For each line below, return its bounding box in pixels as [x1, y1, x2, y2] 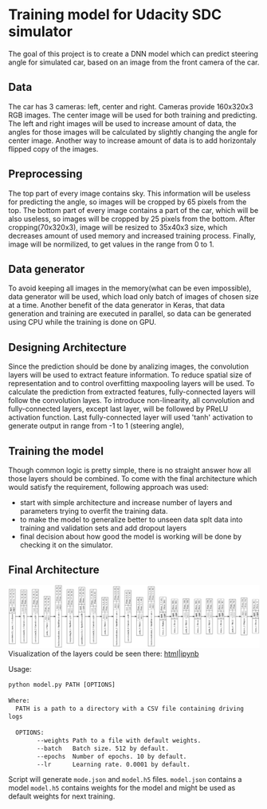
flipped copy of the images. [8, 144, 99, 153]
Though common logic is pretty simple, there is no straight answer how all [8, 465, 251, 475]
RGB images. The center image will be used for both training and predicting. [8, 110, 257, 120]
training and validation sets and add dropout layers [19, 523, 187, 532]
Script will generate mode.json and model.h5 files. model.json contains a [8, 775, 242, 784]
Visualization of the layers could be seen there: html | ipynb [8, 649, 199, 659]
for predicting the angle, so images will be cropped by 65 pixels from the [8, 197, 247, 207]
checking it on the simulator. [19, 540, 113, 550]
